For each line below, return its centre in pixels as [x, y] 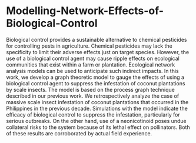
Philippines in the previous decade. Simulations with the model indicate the [97, 108]
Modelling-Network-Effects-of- [85, 11]
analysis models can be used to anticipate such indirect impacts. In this [92, 71]
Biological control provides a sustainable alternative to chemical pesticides [97, 39]
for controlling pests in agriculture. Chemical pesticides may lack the [89, 46]
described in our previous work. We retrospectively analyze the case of [93, 96]
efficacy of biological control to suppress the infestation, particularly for [93, 114]
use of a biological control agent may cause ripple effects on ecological [93, 58]
